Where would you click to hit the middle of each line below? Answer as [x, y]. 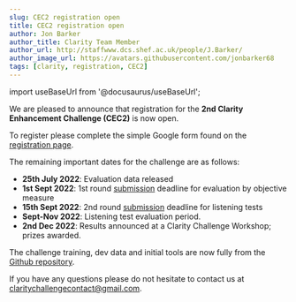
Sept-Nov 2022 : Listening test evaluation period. [111, 216]
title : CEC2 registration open [67, 26]
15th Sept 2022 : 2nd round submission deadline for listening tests [142, 207]
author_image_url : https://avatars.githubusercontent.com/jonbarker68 [142, 58]
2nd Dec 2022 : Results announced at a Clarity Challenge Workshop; [147, 225]
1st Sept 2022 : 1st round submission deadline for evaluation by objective [154, 188]
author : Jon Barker [45, 34]
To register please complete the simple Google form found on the [128, 135]
